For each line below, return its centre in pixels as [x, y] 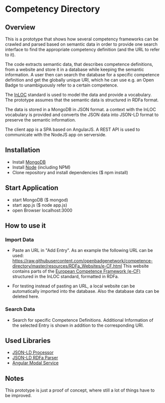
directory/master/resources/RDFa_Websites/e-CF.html [67, 266]
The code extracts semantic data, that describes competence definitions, [79, 64]
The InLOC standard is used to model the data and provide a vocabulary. [79, 95]
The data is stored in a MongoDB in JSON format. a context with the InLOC [81, 109]
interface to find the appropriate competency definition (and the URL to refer [82, 49]
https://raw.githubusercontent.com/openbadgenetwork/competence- [82, 261]
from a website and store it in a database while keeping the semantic [75, 69]
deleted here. [26, 297]
